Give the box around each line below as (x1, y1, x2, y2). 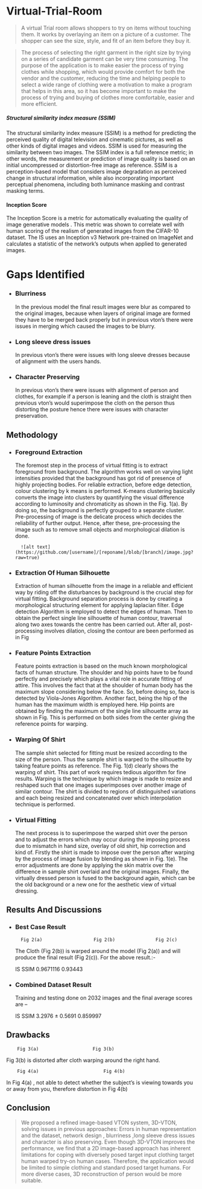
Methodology (6, 429, 58, 440)
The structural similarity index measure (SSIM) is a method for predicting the (6, 129, 197, 137)
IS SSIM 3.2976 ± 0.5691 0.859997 (14, 1012, 102, 1020)
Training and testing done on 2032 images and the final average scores (14, 994, 193, 1002)
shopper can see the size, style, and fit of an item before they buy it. (21, 37, 191, 44)
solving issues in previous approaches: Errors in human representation (21, 1125, 197, 1132)
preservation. (14, 412, 48, 420)
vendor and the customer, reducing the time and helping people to (21, 74, 186, 82)
